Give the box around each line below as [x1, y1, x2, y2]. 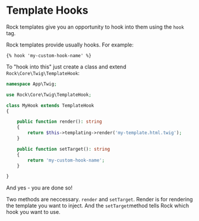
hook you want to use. [6, 208, 61, 216]
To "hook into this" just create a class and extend [6, 63, 127, 70]
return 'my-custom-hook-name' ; [27, 157, 105, 163]
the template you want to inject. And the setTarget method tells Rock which [6, 202, 189, 209]
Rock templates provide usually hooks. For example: [6, 41, 134, 48]
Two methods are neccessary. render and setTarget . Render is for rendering [6, 196, 193, 203]
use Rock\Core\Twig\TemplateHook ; [6, 92, 92, 98]
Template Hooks [6, 4, 89, 17]
